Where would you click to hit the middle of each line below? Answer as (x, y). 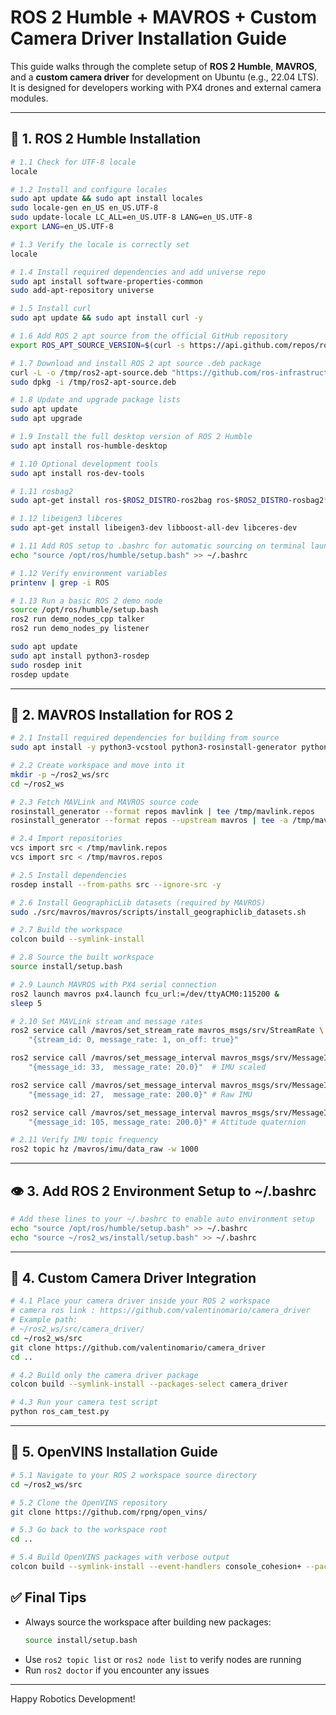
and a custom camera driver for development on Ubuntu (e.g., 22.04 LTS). (165, 77)
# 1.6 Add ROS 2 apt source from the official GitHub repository (149, 336)
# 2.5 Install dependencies (69, 875)
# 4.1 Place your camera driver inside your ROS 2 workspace (140, 1301)
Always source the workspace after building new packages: (148, 1622)
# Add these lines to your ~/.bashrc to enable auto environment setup (162, 1219)
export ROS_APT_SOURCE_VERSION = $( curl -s (98, 345)
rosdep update (40, 674)
